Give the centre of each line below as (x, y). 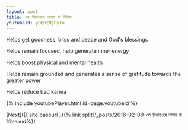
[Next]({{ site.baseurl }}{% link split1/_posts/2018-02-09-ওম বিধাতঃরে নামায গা (94, 115)
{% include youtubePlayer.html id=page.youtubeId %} (72, 103)
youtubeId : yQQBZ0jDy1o (36, 23)
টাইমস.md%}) (21, 122)
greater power (23, 80)
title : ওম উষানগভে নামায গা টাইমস (39, 17)
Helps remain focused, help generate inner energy (68, 51)
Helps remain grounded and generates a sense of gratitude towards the (94, 74)
